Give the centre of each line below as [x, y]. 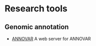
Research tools [36, 9]
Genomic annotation [37, 27]
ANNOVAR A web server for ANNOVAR [51, 39]
